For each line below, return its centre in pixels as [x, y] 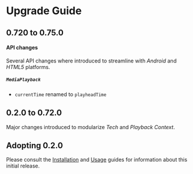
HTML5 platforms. [28, 67]
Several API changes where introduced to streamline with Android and [91, 61]
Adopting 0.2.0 [35, 145]
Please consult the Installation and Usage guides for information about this [97, 160]
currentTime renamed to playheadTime [60, 94]
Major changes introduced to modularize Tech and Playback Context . [91, 127]
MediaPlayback [24, 80]
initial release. [23, 166]
